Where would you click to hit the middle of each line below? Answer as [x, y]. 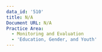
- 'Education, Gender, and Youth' [54, 39]
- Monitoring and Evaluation [48, 34]
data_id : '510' [25, 12]
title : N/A [20, 17]
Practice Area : [25, 28]
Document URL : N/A [29, 23]
